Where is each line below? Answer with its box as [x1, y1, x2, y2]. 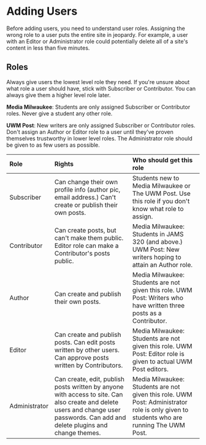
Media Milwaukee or [132, 181, 191, 190]
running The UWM [132, 420, 186, 429]
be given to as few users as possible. [6, 141, 100, 149]
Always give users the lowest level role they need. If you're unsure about [6, 78, 190, 85]
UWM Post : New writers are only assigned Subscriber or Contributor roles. [6, 122, 196, 129]
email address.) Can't [54, 193, 116, 201]
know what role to [132, 204, 184, 213]
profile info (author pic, [54, 185, 121, 194]
